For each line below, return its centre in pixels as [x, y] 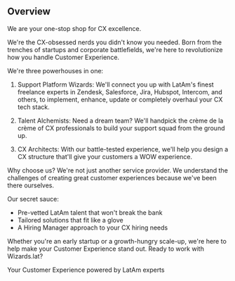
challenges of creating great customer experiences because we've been [112, 177]
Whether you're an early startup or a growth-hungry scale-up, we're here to [117, 241]
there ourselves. [31, 185]
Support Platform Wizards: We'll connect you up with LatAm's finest [115, 85]
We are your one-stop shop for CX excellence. [74, 28]
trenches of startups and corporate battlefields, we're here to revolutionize [115, 49]
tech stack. [34, 107]
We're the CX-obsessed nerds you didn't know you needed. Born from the [115, 42]
